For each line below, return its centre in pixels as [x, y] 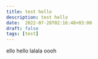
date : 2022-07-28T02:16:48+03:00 [49, 23]
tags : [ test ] [22, 34]
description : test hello [37, 17]
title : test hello [29, 12]
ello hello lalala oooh [31, 51]
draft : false [22, 28]
